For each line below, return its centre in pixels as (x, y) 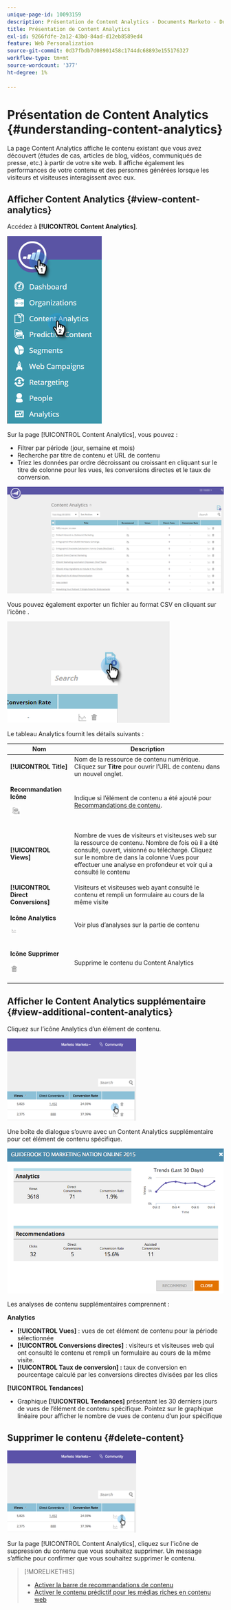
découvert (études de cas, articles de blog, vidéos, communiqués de (104, 155)
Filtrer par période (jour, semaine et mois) (76, 448)
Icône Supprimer (35, 954)
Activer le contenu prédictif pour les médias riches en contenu (122, 1592)
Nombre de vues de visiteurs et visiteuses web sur (146, 835)
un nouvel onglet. (99, 773)
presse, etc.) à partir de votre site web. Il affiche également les (96, 163)
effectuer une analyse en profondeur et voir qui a (144, 865)
